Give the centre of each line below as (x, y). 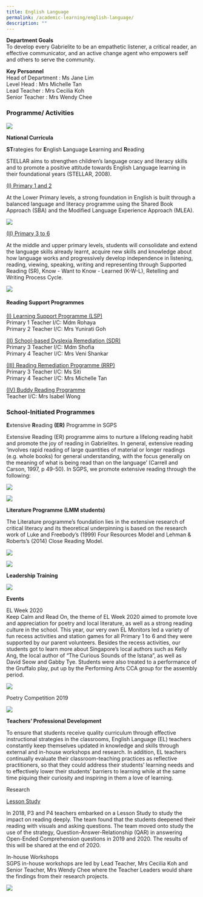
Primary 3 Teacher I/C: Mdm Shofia (51, 347)
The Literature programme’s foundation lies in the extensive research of (95, 522)
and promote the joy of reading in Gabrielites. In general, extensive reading (100, 444)
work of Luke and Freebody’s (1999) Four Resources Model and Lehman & (99, 535)
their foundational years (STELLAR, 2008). (59, 174)
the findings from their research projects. (58, 876)
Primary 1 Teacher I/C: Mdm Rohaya (51, 322)
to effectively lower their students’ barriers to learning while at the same (96, 772)
